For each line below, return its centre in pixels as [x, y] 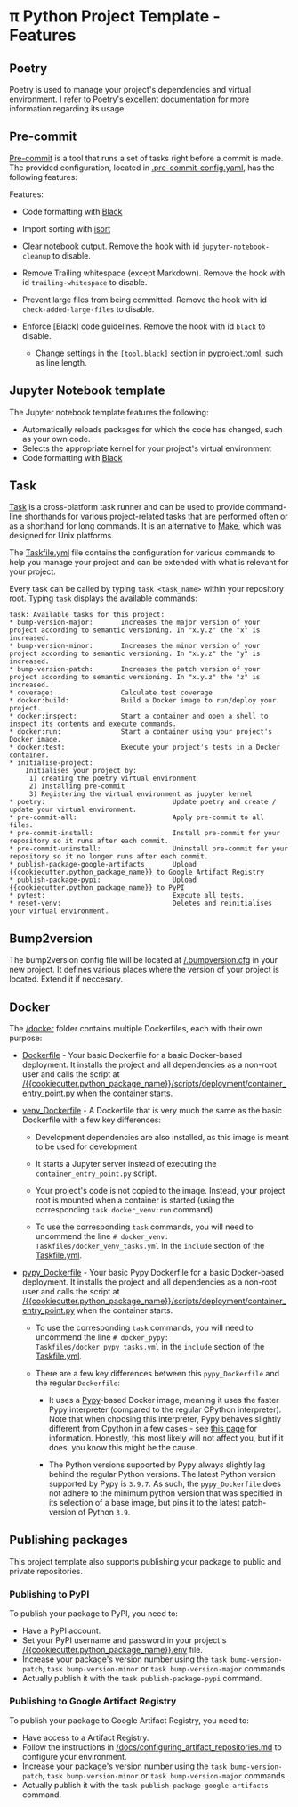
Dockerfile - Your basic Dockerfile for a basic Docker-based [132, 1055]
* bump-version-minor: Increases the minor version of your [135, 646]
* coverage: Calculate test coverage [111, 693]
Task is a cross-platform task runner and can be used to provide [127, 507]
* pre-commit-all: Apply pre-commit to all [137, 817]
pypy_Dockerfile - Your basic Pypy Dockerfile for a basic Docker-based [153, 1273]
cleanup [36, 256]
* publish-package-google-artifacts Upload [103, 865]
